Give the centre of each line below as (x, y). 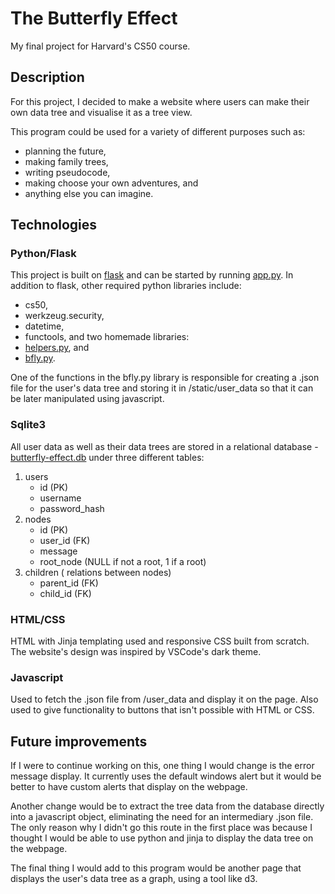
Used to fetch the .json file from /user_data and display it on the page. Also (164, 699)
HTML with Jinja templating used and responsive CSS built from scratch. (160, 641)
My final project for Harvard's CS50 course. (100, 46)
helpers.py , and (57, 348)
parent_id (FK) (69, 583)
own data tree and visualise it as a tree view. (101, 112)
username (60, 498)
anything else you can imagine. (89, 193)
